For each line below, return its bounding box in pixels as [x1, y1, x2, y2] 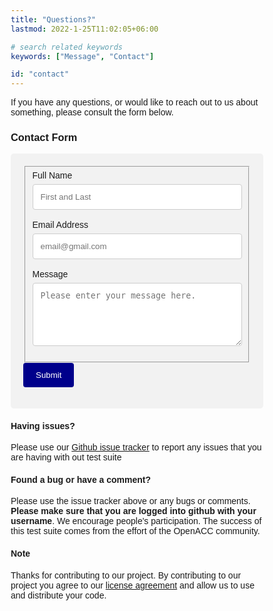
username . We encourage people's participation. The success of [10, 516, 262, 527]
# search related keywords [10, 42, 123, 52]
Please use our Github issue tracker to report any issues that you [10, 442, 262, 453]
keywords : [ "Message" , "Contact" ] [10, 51, 155, 61]
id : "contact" [10, 69, 70, 80]
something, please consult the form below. [10, 107, 174, 118]
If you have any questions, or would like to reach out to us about [10, 97, 259, 108]
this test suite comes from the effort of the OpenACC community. [10, 526, 261, 537]
